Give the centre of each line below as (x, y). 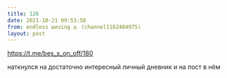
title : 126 (23, 14)
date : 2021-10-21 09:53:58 (47, 20)
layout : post (26, 33)
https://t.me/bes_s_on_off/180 (50, 53)
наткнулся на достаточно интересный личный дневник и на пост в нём (114, 67)
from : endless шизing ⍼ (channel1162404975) (74, 27)
